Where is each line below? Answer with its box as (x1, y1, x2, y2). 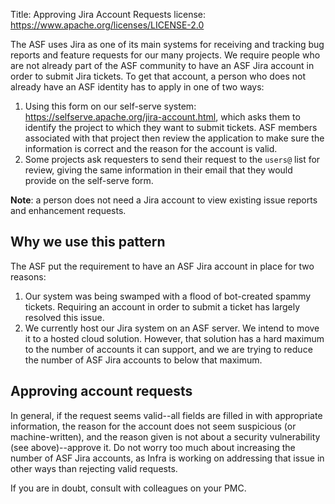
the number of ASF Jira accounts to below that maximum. (24, 354, 263, 366)
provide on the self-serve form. (24, 175, 154, 186)
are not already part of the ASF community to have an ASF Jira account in (10, 60, 315, 71)
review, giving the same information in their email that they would (24, 164, 293, 176)
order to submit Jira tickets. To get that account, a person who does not (10, 70, 307, 82)
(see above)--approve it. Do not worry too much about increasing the (10, 441, 296, 453)
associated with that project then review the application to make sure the (24, 132, 325, 144)
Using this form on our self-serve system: (24, 100, 197, 112)
